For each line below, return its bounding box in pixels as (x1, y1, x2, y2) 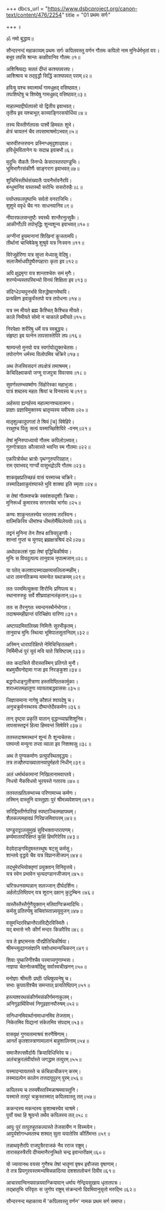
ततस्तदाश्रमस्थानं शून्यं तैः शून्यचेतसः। (6, 733, 75, 741)
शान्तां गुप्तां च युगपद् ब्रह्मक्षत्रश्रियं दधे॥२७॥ (6, 536, 85, 543)
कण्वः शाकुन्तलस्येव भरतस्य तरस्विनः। (6, 511, 77, 518)
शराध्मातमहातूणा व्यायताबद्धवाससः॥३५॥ (6, 685, 80, 691)
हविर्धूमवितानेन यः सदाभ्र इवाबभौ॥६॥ (6, 147, 74, 153)
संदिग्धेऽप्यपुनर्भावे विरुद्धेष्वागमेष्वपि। (6, 288, 70, 295)
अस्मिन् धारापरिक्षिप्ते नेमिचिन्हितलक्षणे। (6, 641, 77, 648)
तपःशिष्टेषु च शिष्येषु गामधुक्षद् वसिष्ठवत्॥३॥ (6, 91, 87, 97)
